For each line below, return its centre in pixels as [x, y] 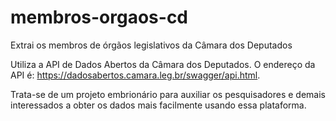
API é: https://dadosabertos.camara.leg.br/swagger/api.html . [135, 75]
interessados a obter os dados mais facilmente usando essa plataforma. [158, 105]
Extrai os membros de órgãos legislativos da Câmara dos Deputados [151, 45]
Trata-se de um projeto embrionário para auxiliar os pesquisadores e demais [168, 94]
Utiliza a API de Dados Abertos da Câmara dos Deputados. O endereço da [163, 64]
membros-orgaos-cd [99, 17]
